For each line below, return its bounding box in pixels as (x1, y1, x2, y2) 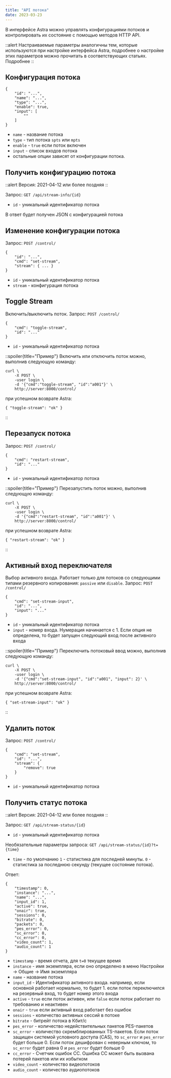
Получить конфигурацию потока (5, 168, 116, 177)
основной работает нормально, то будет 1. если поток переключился (12, 985, 165, 991)
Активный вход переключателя (5, 561, 112, 570)
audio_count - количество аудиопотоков (12, 1067, 100, 1072)
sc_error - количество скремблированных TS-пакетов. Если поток (12, 1029, 159, 1034)
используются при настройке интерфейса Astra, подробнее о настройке (5, 47, 164, 53)
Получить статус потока (5, 798, 88, 807)
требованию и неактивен (12, 1001, 68, 1007)
